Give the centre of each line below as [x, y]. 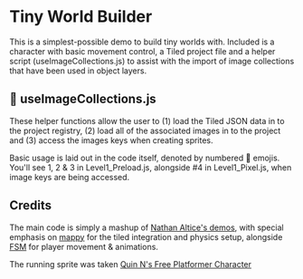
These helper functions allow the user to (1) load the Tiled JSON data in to [147, 120]
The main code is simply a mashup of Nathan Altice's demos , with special [147, 227]
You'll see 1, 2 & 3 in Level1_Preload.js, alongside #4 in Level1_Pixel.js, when [151, 167]
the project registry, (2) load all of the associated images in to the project [145, 130]
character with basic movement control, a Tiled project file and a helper [142, 51]
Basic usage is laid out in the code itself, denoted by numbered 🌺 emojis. [145, 158]
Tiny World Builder [81, 17]
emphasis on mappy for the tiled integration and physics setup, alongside [146, 236]
